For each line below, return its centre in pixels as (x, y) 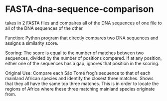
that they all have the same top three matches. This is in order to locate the (82, 84)
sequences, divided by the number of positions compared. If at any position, (83, 58)
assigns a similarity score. (32, 43)
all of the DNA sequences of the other (44, 28)
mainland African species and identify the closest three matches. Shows (79, 78)
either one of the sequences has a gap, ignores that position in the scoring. (82, 63)
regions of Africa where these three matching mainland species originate (80, 89)
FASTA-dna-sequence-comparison (80, 9)
